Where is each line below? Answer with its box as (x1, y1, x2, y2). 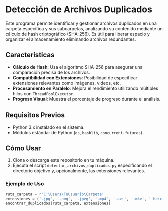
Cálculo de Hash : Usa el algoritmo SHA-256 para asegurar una (12, 64, 143, 70)
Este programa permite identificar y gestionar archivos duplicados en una (5, 20, 157, 26)
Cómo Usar (5, 144, 41, 152)
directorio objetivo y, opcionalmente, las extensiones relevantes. (12, 168, 145, 174)
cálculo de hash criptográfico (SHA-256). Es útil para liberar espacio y (5, 31, 150, 37)
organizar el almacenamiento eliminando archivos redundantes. (5, 36, 136, 42)
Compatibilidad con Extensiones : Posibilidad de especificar (12, 74, 138, 81)
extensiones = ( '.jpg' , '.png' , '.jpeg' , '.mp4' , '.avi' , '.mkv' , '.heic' (5, 196, 165, 201)
